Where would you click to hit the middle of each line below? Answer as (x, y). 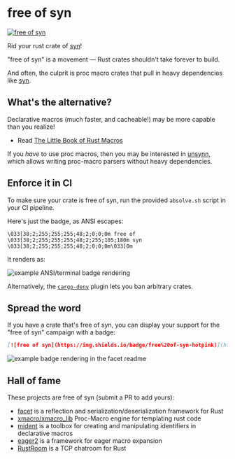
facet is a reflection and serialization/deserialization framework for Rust (120, 411)
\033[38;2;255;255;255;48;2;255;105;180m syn (74, 240)
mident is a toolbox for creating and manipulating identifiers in (107, 426)
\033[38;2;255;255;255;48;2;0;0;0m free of (72, 234)
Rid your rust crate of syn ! (45, 45)
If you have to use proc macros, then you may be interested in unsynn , (109, 154)
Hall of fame (34, 380)
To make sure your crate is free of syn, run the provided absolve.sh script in (116, 200)
